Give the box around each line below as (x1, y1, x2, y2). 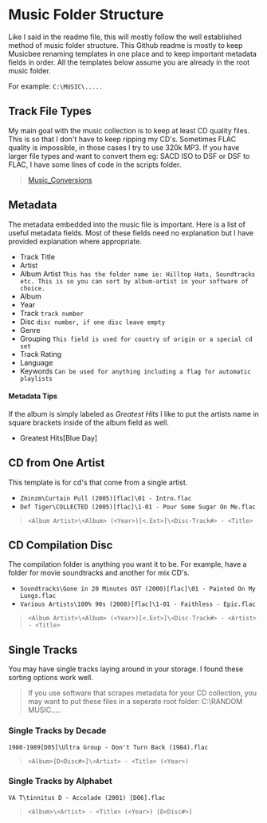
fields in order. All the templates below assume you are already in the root (8, 57, 250, 67)
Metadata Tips (8, 391, 58, 401)
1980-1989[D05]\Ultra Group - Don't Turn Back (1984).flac (8, 743, 209, 751)
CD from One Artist (8, 457, 105, 470)
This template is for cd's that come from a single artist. (8, 477, 188, 487)
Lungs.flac (19, 592, 57, 600)
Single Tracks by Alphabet (8, 776, 113, 787)
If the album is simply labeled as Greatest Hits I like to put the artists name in (8, 409, 259, 418)
